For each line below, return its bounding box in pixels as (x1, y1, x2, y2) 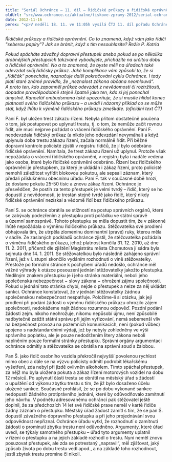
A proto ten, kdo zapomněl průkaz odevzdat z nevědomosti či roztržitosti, (5, 84, 161, 90)
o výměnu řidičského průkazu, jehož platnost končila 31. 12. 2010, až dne (5, 240, 159, 246)
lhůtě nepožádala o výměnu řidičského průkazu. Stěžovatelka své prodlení (5, 223, 162, 229)
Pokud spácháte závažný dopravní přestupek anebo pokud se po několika (5, 51, 163, 57)
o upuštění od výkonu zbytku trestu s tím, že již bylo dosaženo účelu (5, 380, 150, 387)
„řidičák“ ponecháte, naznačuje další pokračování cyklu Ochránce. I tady (5, 73, 161, 79)
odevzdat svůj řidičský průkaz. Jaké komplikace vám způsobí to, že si (5, 68, 154, 74)
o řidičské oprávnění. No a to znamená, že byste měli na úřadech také (5, 62, 154, 68)
